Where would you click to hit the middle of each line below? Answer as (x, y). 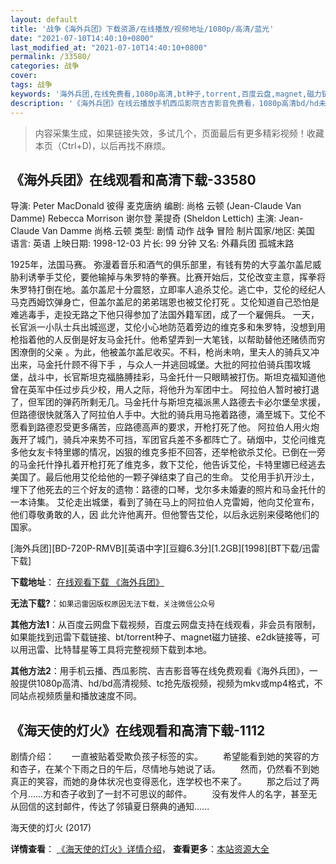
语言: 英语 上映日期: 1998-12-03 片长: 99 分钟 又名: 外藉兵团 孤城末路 (152, 243)
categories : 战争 (45, 66)
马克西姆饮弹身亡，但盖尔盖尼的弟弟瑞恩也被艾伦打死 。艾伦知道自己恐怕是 (165, 302)
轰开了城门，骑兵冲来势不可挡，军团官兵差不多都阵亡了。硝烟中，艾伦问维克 (168, 440)
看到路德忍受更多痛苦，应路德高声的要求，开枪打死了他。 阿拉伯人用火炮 (169, 427)
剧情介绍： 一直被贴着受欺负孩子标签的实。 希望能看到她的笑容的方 (165, 757)
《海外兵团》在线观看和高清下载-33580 (133, 179)
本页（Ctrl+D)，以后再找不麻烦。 (102, 145)
